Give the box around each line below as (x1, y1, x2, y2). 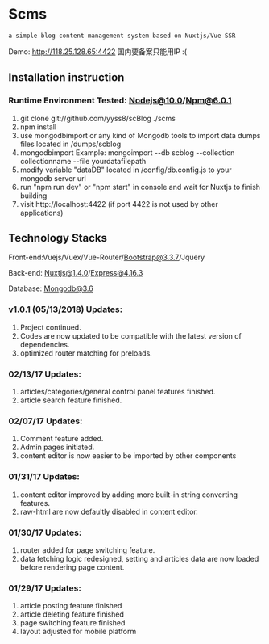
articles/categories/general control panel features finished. (19, 387, 216, 397)
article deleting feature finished (19, 609, 125, 619)
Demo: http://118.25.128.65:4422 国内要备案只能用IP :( (8, 46, 188, 57)
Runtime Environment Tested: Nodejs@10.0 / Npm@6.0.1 (8, 95, 232, 106)
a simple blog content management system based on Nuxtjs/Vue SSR (8, 32, 236, 40)
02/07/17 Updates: (8, 415, 83, 427)
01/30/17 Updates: (8, 527, 82, 538)
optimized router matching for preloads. (19, 348, 153, 358)
